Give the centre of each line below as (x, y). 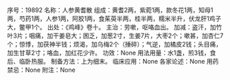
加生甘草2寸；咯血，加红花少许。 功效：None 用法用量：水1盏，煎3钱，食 (112, 53)
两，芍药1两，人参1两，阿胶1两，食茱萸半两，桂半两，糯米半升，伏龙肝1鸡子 (114, 18)
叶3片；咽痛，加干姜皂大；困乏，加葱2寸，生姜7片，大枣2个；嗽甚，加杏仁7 (115, 36)
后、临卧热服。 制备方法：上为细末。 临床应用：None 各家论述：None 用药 (113, 61)
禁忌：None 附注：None (41, 70)
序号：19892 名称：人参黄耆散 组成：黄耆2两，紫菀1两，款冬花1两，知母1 (110, 10)
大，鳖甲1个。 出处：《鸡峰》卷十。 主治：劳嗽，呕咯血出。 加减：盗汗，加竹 (115, 27)
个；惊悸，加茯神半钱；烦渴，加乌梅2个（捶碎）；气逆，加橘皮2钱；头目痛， (115, 44)
